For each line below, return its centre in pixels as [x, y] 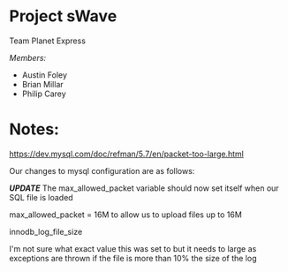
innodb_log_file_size [46, 231]
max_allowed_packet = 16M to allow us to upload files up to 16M [126, 215]
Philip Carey [44, 94]
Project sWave [63, 16]
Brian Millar [42, 84]
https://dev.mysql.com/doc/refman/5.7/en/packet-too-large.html [127, 154]
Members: [28, 57]
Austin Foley [45, 75]
